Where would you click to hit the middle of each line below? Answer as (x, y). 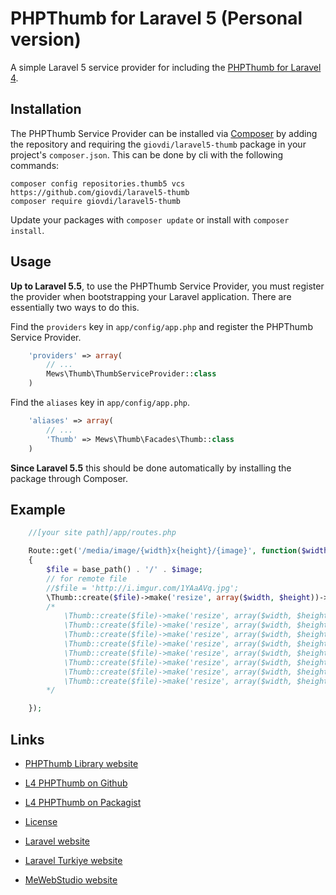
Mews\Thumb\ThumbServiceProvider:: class (131, 374)
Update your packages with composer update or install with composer (150, 219)
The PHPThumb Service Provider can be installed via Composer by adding (164, 133)
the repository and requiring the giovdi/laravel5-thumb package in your (158, 144)
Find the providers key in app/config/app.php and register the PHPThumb (161, 326)
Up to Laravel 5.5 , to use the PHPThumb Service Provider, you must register (167, 286)
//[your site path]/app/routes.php (102, 533)
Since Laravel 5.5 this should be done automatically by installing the (151, 468)
